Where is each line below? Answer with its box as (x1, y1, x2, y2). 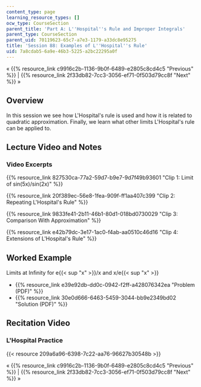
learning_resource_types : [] (6, 15, 80, 21)
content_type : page (6, 8, 56, 15)
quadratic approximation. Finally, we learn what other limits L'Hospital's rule (6, 118, 195, 125)
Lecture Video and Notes (6, 142, 102, 152)
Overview (6, 95, 44, 106)
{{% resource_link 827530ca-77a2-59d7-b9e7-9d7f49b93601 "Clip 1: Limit (6, 174, 194, 181)
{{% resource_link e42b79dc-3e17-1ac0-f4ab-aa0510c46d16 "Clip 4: (6, 229, 179, 236)
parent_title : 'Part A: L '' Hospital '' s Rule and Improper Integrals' (6, 25, 186, 32)
